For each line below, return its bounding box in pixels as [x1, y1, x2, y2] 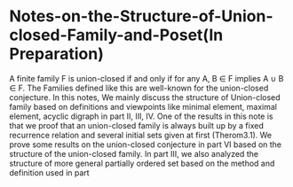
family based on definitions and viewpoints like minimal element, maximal [9, 101, 278, 112]
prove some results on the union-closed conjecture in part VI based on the [9, 139, 282, 150]
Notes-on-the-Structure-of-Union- [9, 6, 273, 27]
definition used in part [9, 167, 91, 178]
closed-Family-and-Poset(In [9, 25, 224, 45]
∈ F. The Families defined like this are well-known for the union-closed [9, 82, 269, 93]
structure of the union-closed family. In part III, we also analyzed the [9, 148, 259, 159]
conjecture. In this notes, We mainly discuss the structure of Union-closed [9, 91, 281, 103]
